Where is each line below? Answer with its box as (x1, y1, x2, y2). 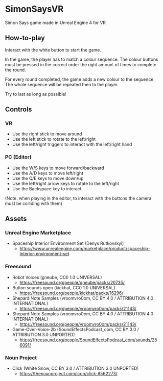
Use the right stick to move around (12, 131, 82, 137)
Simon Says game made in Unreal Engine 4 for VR (5, 20, 106, 25)
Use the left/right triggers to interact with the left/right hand (12, 141, 132, 148)
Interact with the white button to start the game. (5, 47, 101, 52)
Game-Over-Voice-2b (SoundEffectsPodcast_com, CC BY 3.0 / (12, 326, 139, 332)
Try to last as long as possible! (5, 91, 67, 97)
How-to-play (5, 34, 45, 42)
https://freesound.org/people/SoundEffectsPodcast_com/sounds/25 (19, 337, 158, 343)
